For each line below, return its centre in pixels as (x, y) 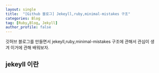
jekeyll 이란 (22, 64)
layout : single (21, 9)
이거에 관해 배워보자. (30, 48)
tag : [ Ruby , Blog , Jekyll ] (31, 23)
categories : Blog (23, 18)
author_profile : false (28, 27)
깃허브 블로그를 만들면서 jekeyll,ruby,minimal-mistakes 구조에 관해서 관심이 (77, 42)
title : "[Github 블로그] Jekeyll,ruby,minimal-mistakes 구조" (68, 14)
